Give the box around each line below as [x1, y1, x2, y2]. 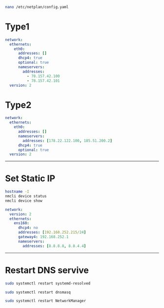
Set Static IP [5, 173, 55, 184]
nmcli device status [5, 194, 47, 199]
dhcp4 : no [18, 225, 38, 230]
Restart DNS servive [5, 264, 89, 276]
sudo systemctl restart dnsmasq [5, 289, 71, 295]
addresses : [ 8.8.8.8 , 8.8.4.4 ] [22, 243, 86, 248]
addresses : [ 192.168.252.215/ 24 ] [18, 230, 86, 235]
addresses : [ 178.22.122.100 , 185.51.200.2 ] [22, 138, 112, 143]
